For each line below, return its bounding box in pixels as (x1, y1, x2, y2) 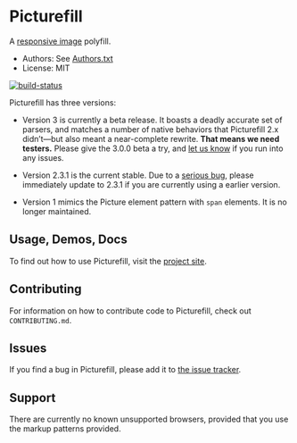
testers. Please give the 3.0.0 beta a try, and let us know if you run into (21, 143, 284, 154)
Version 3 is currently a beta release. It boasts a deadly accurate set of (21, 114, 283, 125)
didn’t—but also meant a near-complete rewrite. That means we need (21, 133, 280, 144)
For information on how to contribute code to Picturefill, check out (9, 305, 252, 316)
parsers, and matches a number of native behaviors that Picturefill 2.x (21, 123, 279, 135)
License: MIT (21, 63, 70, 73)
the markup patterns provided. (9, 423, 122, 434)
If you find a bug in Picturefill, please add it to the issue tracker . (9, 364, 242, 375)
